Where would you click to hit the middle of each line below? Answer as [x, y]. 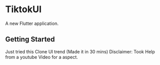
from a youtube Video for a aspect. [42, 57]
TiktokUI [24, 9]
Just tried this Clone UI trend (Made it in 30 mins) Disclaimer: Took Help [80, 51]
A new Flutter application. [32, 23]
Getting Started [30, 39]
